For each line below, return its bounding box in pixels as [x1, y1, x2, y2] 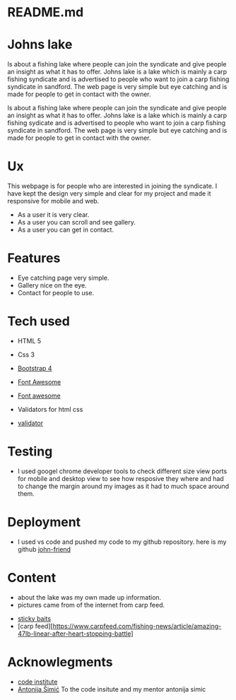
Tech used [7, 314, 71, 329]
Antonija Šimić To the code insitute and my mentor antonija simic [17, 684, 206, 693]
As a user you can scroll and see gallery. [17, 218, 136, 227]
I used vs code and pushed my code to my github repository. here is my [17, 538, 227, 546]
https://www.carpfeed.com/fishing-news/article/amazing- [52, 622, 222, 630]
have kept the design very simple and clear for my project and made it [7, 189, 211, 198]
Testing [7, 444, 53, 460]
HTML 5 [17, 336, 42, 345]
